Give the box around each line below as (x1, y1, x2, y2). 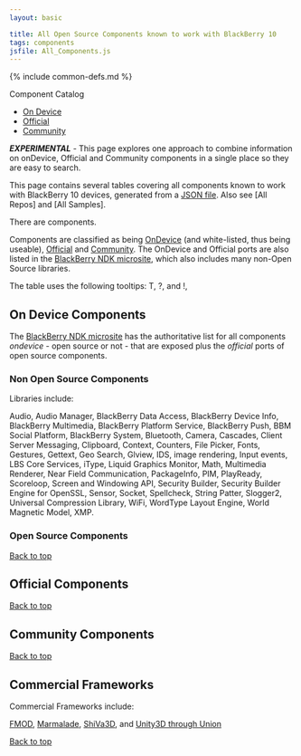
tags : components (9, 38, 75, 47)
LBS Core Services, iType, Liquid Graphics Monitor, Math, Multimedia (9, 459, 267, 470)
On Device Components (9, 307, 146, 322)
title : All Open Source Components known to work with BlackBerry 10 (9, 29, 277, 39)
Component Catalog (9, 89, 85, 100)
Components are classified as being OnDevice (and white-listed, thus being (9, 234, 291, 245)
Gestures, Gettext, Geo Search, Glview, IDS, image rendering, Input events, (9, 449, 288, 460)
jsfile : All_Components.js (9, 46, 111, 55)
